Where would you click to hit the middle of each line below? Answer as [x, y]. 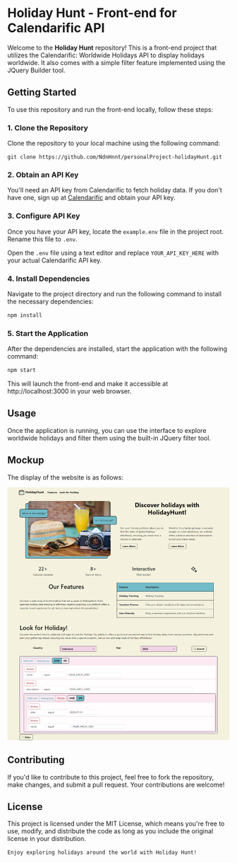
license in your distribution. [47, 839]
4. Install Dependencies [49, 279]
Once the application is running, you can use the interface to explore [107, 430]
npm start [22, 370]
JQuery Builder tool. [36, 70]
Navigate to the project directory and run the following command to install [115, 294]
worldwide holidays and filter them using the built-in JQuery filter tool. [109, 438]
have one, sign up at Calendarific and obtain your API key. [91, 198]
